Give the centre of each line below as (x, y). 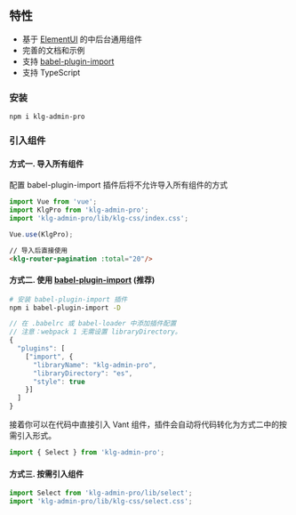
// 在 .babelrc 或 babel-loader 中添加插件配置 (93, 324)
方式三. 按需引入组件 (47, 473)
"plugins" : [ (41, 349)
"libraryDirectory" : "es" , (83, 373)
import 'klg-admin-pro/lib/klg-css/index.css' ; (99, 218)
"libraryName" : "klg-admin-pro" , (95, 365)
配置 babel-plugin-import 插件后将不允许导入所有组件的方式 (119, 185)
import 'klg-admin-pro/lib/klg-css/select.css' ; (101, 502)
